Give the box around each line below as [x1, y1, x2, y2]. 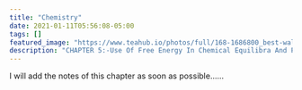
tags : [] [9, 29, 42, 38]
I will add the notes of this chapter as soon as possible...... [9, 70, 225, 81]
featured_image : [9, 37, 70, 47]
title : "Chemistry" [9, 12, 83, 22]
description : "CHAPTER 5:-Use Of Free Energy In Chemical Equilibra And [9, 46, 288, 55]
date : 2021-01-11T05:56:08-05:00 [9, 21, 135, 30]
